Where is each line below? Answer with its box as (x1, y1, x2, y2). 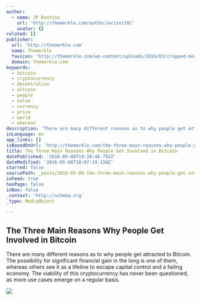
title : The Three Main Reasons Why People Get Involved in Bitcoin (6, 148, 178, 154)
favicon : (11, 53, 33, 59)
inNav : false (6, 187, 39, 193)
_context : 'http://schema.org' (6, 192, 84, 198)
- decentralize (11, 81, 50, 87)
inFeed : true (6, 176, 39, 182)
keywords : (6, 64, 31, 71)
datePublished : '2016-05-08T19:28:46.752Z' (6, 153, 117, 159)
